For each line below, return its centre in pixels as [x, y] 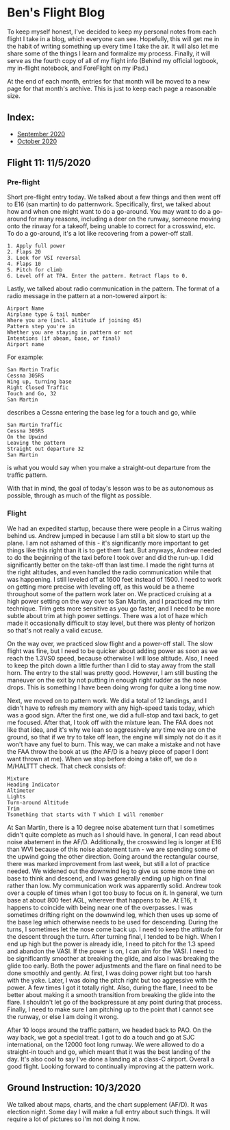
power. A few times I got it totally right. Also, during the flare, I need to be [110, 987]
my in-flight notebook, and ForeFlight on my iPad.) [78, 68]
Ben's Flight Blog [56, 13]
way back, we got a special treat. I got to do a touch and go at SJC [101, 1037]
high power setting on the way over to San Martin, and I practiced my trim [111, 601]
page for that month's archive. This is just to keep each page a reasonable [112, 88]
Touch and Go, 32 [32, 394]
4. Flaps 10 [24, 264]
